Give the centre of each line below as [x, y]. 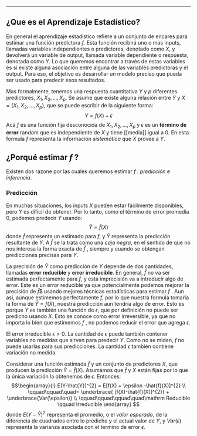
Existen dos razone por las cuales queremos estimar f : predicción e [88, 171]
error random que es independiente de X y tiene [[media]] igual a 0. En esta [98, 133]
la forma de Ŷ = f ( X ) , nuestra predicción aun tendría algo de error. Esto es [95, 304]
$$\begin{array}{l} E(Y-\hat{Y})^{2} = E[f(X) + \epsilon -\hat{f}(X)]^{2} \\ [98, 386]
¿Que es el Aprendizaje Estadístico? [73, 22]
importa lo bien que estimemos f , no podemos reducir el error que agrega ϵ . [98, 323]
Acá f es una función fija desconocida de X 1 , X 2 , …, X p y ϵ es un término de [96, 126]
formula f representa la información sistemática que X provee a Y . [86, 139]
